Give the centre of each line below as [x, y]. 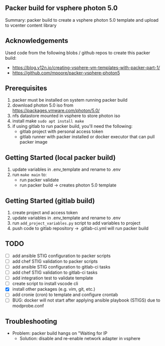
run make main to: [29, 175]
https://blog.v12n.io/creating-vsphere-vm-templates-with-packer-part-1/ [86, 67]
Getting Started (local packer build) [60, 157]
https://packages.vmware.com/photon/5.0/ [56, 111]
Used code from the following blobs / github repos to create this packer [78, 53]
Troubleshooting [31, 321]
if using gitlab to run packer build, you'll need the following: [72, 126]
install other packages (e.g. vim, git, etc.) [54, 289]
